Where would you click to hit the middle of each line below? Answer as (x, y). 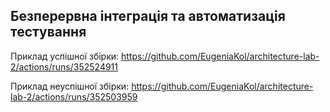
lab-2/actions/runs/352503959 (74, 96)
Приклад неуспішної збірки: (70, 86)
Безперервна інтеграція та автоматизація (148, 16)
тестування (48, 32)
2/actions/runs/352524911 (64, 66)
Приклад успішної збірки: (65, 56)
